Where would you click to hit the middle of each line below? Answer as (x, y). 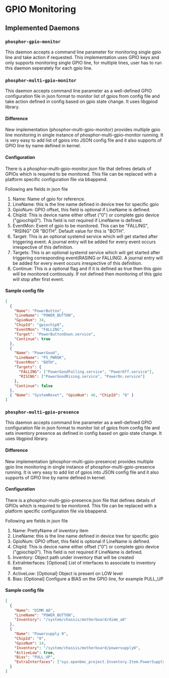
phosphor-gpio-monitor (33, 42)
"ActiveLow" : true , (35, 653)
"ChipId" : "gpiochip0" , (39, 325)
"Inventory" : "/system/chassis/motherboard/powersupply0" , (77, 648)
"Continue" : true (32, 339)
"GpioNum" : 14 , (30, 643)
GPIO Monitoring (41, 9)
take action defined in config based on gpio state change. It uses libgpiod (81, 101)
